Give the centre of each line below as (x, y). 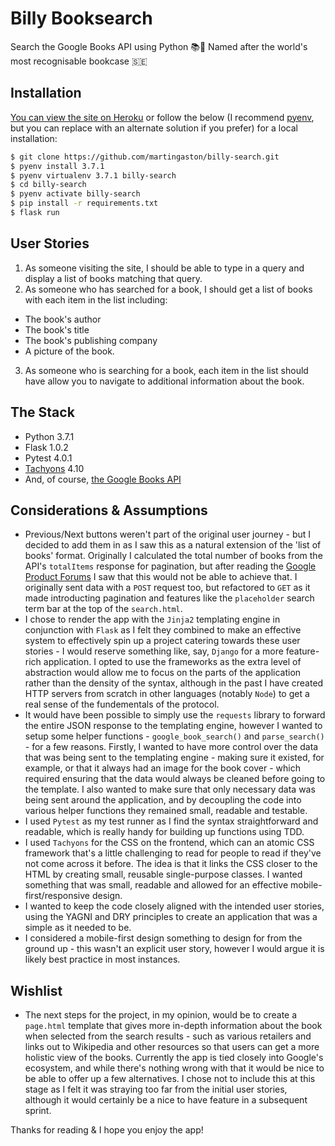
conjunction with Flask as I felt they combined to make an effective (163, 630)
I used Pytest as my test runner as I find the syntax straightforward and (171, 821)
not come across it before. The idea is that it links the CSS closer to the (171, 864)
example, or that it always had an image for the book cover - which (162, 768)
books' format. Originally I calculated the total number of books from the (173, 556)
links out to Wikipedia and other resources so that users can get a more (172, 1047)
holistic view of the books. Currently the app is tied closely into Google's (174, 1058)
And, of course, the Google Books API (103, 479)
